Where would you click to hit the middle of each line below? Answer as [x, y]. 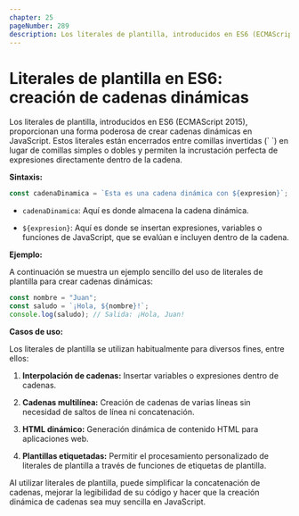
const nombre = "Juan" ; [53, 298]
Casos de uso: [36, 331]
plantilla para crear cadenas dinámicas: [81, 281]
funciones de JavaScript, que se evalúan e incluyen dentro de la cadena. [155, 237]
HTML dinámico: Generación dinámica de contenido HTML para [140, 429]
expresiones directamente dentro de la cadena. [96, 160]
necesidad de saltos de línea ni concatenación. [108, 412]
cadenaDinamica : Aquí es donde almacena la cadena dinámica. [135, 211]
